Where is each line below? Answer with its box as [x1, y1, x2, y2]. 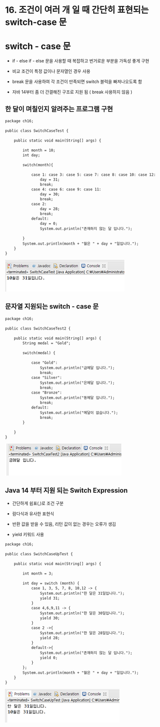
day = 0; [40, 221, 58, 226]
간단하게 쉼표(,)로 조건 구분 [12, 500, 64, 506]
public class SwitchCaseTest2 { [5, 326, 71, 331]
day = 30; [40, 191, 60, 197]
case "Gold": [31, 360, 58, 365]
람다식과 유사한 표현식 [12, 511, 55, 517]
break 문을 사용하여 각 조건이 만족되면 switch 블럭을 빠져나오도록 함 [12, 79, 142, 84]
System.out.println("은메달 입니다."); [40, 380, 115, 385]
